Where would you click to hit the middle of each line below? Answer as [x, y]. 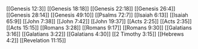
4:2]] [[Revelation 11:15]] [36, 40]
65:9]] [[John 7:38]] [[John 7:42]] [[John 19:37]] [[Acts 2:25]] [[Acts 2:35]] [99, 21]
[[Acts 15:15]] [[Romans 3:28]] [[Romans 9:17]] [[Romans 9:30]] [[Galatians [99, 27]
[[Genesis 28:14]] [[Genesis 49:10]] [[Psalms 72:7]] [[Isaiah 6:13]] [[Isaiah [97, 15]
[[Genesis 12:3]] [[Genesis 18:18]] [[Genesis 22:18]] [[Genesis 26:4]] [91, 9]
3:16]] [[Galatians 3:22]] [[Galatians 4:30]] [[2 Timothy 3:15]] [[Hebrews [95, 34]
